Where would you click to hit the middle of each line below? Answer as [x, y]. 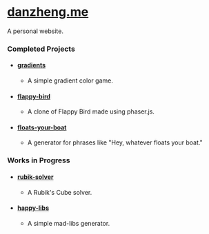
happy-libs [33, 208]
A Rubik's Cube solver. [60, 192]
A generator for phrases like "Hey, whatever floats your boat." [115, 142]
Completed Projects [41, 49]
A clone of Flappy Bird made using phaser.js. [91, 111]
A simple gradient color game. [70, 81]
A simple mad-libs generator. [69, 223]
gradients [31, 65]
